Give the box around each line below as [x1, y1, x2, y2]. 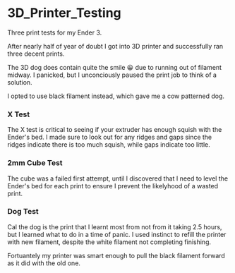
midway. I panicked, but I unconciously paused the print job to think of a [7, 71, 217, 79]
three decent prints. [7, 49, 65, 58]
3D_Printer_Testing [7, 5, 121, 21]
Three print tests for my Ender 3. [7, 28, 102, 37]
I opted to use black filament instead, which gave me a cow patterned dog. [7, 92, 224, 100]
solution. [7, 78, 33, 86]
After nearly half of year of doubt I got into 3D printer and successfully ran [7, 42, 224, 50]
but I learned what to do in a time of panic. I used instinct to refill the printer [7, 230, 227, 238]
